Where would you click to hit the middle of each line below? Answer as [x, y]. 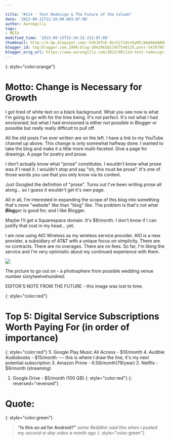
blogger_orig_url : [25, 52]
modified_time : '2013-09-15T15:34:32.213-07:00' [57, 38]
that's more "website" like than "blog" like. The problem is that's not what [82, 205]
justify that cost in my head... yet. [40, 226]
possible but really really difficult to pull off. [50, 128]
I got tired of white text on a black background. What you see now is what [82, 112]
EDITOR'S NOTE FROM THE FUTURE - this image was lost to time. [74, 286]
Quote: [20, 404]
